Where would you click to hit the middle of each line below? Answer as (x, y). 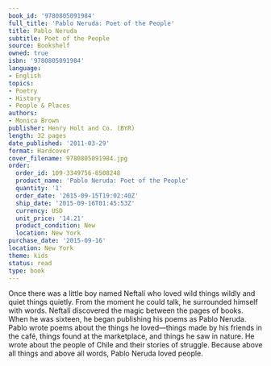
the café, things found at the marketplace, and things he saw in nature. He (131, 336)
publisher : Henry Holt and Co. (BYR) (72, 128)
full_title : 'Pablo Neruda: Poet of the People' (92, 23)
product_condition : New (55, 226)
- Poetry (23, 91)
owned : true (28, 53)
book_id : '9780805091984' (52, 16)
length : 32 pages (38, 135)
